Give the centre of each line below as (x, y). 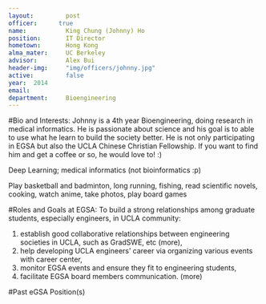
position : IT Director (57, 38)
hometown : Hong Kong (53, 46)
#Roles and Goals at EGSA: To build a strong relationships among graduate (131, 210)
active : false (46, 75)
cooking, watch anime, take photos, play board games (98, 194)
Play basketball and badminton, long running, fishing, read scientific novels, (133, 186)
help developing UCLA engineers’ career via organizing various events (136, 251)
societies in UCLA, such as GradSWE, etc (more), (101, 242)
